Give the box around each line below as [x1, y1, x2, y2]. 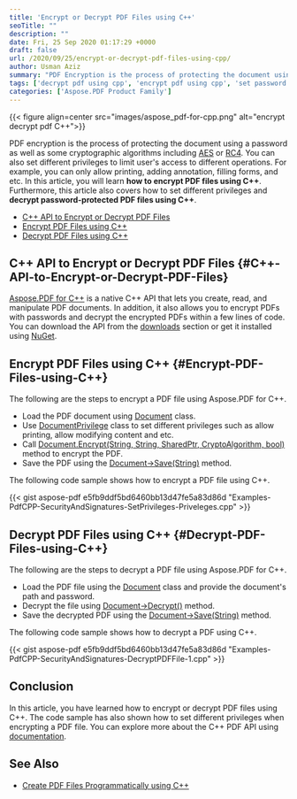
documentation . [9, 731, 67, 741]
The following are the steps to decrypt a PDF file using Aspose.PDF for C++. [9, 564, 287, 575]
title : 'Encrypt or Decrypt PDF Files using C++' [9, 12, 196, 22]
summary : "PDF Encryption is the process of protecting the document [9, 71, 271, 80]
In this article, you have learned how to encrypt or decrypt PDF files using [9, 703, 278, 713]
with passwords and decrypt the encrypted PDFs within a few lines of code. [9, 311, 286, 323]
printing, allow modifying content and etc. [21, 430, 174, 441]
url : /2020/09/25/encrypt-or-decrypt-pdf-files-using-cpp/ [9, 54, 232, 63]
